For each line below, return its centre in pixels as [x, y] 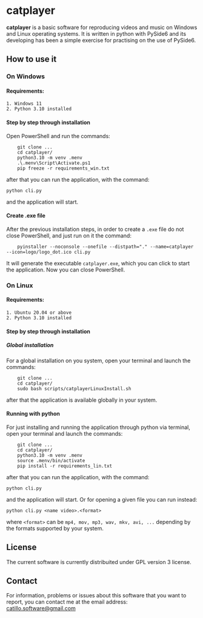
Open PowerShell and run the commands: [58, 136]
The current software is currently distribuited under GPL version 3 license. [99, 562]
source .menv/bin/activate [51, 460]
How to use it [32, 59]
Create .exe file [26, 216]
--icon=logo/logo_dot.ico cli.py [48, 252]
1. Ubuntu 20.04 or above [39, 313]
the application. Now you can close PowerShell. [66, 270]
